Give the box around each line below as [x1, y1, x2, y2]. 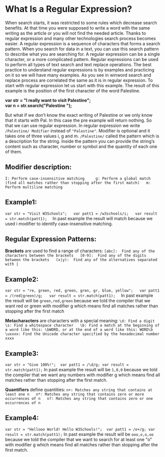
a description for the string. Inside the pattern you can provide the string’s [5, 138, 155, 144]
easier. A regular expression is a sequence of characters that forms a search [5, 40, 161, 46]
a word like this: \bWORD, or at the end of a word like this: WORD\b [5, 327, 153, 332]
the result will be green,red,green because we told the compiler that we [5, 298, 150, 304]
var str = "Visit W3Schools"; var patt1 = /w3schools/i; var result [5, 211, 158, 216]
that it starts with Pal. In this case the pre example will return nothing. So [5, 117, 152, 123]
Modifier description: [5, 163, 72, 171]
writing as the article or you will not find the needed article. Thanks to [5, 30, 146, 36]
